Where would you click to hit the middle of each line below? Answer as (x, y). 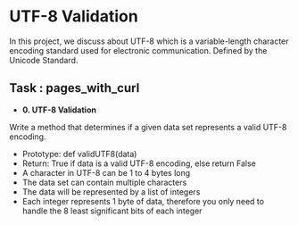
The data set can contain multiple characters (104, 182)
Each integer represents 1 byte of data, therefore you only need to (143, 201)
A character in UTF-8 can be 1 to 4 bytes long (106, 172)
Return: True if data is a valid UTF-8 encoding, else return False (139, 163)
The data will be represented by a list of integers (111, 192)
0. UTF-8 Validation (59, 110)
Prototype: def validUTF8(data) (79, 154)
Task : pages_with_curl (74, 88)
